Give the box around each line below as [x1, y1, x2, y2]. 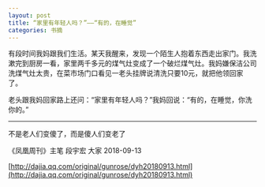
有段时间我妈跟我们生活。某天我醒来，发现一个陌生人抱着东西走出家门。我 [8, 49, 250, 58]
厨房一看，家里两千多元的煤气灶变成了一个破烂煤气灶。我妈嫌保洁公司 [28, 58, 257, 68]
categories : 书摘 [8, 26, 63, 34]
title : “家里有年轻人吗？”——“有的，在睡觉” [8, 19, 136, 27]
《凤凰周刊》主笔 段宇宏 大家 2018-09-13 [8, 146, 142, 155]
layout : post [8, 11, 51, 20]
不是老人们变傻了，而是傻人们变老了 [8, 129, 126, 139]
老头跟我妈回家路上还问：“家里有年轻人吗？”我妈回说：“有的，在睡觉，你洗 [8, 95, 252, 105]
